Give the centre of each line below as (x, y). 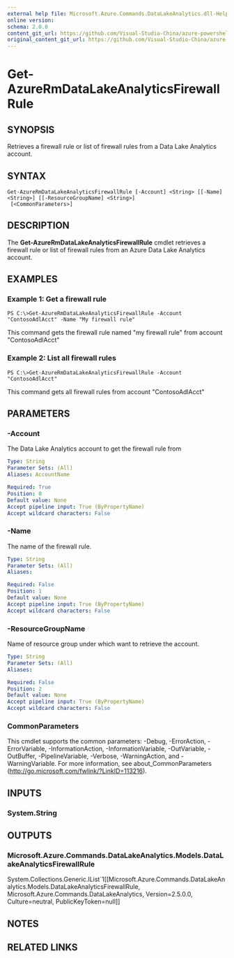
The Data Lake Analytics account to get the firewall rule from (94, 449)
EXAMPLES (32, 279)
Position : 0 (24, 493)
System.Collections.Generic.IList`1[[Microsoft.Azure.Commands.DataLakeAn (116, 879)
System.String (32, 813)
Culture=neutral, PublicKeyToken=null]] (64, 901)
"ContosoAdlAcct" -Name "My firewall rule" (71, 320)
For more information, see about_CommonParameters (135, 764)
